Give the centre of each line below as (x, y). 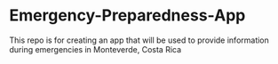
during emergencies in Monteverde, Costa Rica (95, 49)
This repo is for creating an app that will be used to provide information (139, 40)
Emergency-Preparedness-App (127, 16)
